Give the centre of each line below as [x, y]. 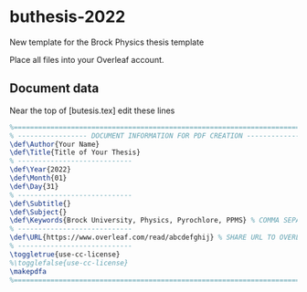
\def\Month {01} [38, 178]
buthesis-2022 [68, 17]
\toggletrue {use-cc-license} [65, 254]
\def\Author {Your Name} [55, 144]
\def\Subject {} [38, 212]
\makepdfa [28, 271]
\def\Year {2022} [40, 170]
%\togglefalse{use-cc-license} [69, 263]
